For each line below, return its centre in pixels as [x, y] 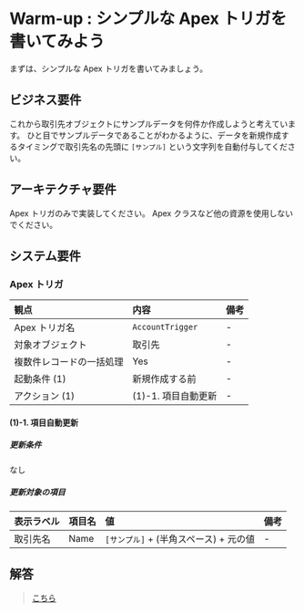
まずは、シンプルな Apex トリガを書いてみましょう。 [108, 68]
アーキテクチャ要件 [63, 189]
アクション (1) [45, 396]
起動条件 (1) [40, 379]
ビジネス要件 [46, 100]
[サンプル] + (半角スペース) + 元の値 [180, 539]
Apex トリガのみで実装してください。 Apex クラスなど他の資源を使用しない [152, 213]
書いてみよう [57, 41]
